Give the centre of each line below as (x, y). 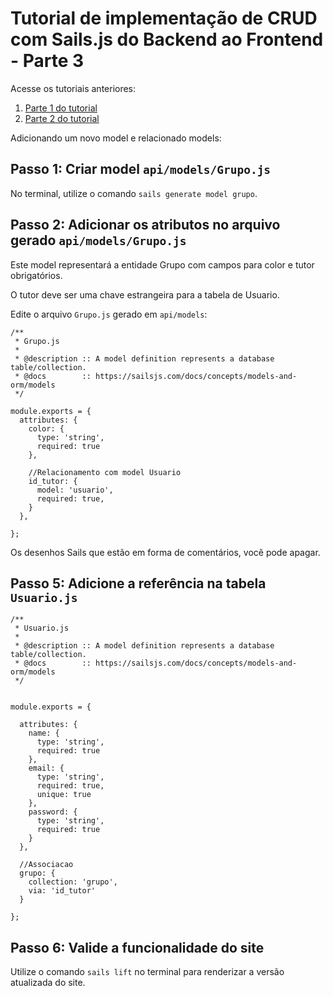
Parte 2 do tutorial (62, 118)
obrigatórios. (36, 275)
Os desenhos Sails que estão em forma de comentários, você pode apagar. (165, 552)
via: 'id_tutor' (62, 891)
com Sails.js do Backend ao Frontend (167, 39)
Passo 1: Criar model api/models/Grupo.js (141, 169)
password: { (53, 812)
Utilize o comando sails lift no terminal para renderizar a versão (147, 972)
